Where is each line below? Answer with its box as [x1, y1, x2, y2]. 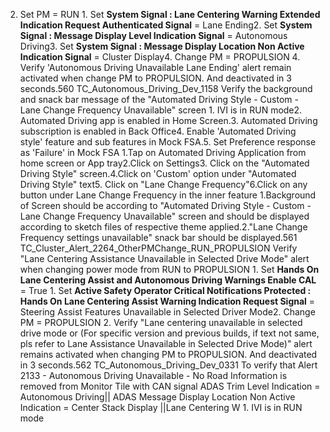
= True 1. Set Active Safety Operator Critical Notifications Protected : [19, 285, 312, 296]
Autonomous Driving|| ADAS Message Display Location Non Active [19, 391, 296, 403]
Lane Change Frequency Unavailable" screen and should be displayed [19, 210, 310, 222]
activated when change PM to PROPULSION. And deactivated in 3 [19, 72, 292, 84]
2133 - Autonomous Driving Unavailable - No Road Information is [19, 370, 288, 381]
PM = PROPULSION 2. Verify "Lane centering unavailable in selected [19, 317, 303, 328]
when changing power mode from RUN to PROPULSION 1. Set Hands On [19, 264, 320, 275]
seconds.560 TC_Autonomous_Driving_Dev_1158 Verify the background [19, 83, 313, 94]
